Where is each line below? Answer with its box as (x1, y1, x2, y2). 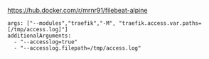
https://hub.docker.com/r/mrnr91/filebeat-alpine (7, 6, 148, 14)
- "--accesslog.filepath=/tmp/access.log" (14, 45, 141, 52)
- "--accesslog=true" (14, 38, 78, 45)
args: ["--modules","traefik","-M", (7, 20, 116, 27)
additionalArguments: (7, 32, 72, 39)
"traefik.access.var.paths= (118, 20, 202, 27)
